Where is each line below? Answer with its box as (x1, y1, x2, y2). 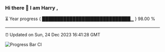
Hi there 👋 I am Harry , (5, 4, 58, 11)
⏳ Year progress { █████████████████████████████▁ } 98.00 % (5, 16, 156, 22)
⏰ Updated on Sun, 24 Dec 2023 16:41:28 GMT (5, 32, 101, 38)
